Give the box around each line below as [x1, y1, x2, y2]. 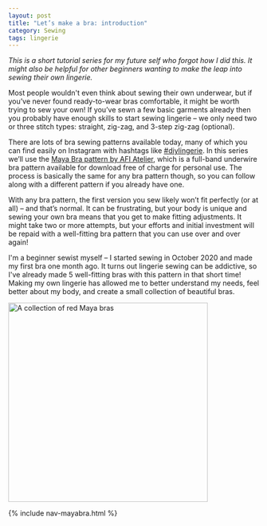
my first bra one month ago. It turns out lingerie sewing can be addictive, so [8, 261, 257, 271]
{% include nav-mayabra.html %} [8, 508, 118, 518]
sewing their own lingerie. [8, 73, 93, 82]
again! [8, 237, 29, 247]
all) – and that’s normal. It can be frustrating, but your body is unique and [8, 204, 247, 214]
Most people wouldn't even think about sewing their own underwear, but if [8, 88, 253, 98]
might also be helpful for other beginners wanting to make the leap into [8, 65, 243, 74]
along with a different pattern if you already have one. [8, 180, 185, 190]
